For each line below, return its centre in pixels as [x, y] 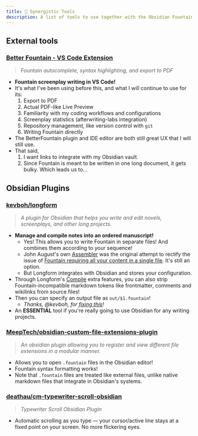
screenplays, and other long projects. [66, 224]
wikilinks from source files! [47, 292]
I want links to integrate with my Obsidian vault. [81, 157]
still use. [25, 144]
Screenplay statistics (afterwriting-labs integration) [85, 120]
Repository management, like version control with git [88, 126]
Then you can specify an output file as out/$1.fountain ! [82, 298]
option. [32, 266]
